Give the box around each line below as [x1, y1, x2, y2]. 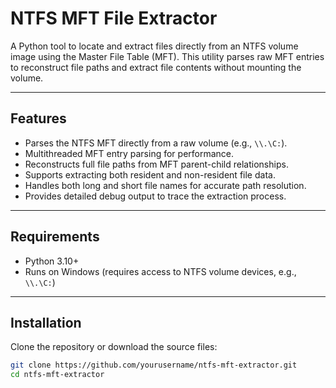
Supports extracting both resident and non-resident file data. [24, 168, 276, 181]
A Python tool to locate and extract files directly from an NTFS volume [10, 40, 299, 52]
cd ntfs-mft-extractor [10, 370, 105, 380]
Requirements [10, 228, 100, 246]
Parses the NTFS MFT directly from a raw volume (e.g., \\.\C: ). [24, 137, 288, 149]
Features [10, 110, 67, 127]
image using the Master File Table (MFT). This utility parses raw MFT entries [10, 50, 325, 62]
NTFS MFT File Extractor [10, 7, 218, 30]
